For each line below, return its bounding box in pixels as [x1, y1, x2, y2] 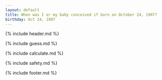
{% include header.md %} [5, 31, 59, 37]
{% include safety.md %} [5, 60, 58, 66]
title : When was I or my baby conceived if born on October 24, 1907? [5, 12, 157, 17]
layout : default [5, 7, 39, 13]
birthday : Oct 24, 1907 [5, 17, 56, 22]
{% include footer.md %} [5, 70, 57, 76]
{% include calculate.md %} [5, 50, 64, 56]
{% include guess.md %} [5, 41, 57, 47]
